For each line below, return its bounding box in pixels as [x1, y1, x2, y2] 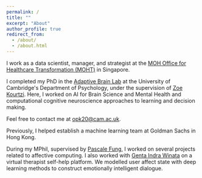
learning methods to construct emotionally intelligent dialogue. [6, 165, 163, 172]
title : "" [6, 15, 32, 21]
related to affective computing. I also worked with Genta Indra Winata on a [6, 151, 193, 159]
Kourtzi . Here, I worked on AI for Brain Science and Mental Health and [6, 91, 181, 98]
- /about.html [12, 43, 47, 49]
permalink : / [6, 9, 40, 15]
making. [6, 103, 27, 111]
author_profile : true [6, 26, 61, 32]
